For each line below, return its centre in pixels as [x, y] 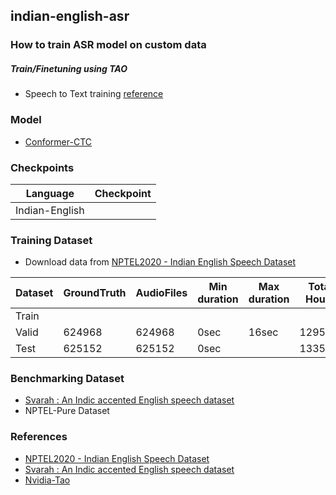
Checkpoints [42, 167]
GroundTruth [95, 293]
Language [50, 193]
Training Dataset [51, 240]
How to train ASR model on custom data [108, 45]
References [39, 437]
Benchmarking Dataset [67, 379]
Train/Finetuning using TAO [69, 68]
